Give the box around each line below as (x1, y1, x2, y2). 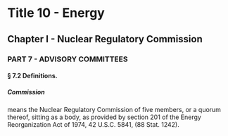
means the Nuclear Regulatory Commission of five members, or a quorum (7, 106, 222, 114)
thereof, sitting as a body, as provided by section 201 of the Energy (7, 113, 202, 121)
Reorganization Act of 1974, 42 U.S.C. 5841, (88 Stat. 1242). (7, 120, 179, 129)
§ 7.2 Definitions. (7, 72, 58, 80)
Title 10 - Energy (7, 5, 106, 21)
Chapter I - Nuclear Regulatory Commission (7, 33, 203, 45)
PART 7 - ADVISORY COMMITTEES (7, 54, 128, 64)
